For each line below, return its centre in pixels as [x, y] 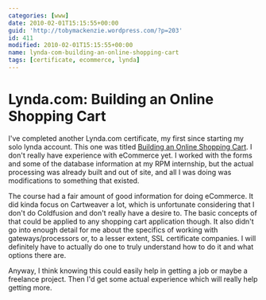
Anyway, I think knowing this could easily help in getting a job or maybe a [128, 271]
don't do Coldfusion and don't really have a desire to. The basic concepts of [133, 212]
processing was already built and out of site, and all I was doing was [120, 172]
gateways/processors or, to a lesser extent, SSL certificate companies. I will [132, 238]
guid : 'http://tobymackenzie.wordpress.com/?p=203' [95, 30]
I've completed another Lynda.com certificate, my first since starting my [126, 138]
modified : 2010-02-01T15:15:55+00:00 [71, 45]
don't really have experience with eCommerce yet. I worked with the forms [130, 155]
